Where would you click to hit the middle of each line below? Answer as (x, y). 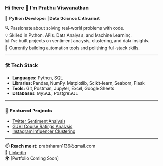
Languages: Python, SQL (37, 78)
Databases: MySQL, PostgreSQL (45, 93)
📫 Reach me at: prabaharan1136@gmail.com (50, 146)
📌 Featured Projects (29, 111)
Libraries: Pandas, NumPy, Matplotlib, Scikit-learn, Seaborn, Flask (78, 83)
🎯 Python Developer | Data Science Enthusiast (53, 18)
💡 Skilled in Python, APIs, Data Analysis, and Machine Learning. (69, 35)
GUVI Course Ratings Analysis (42, 126)
